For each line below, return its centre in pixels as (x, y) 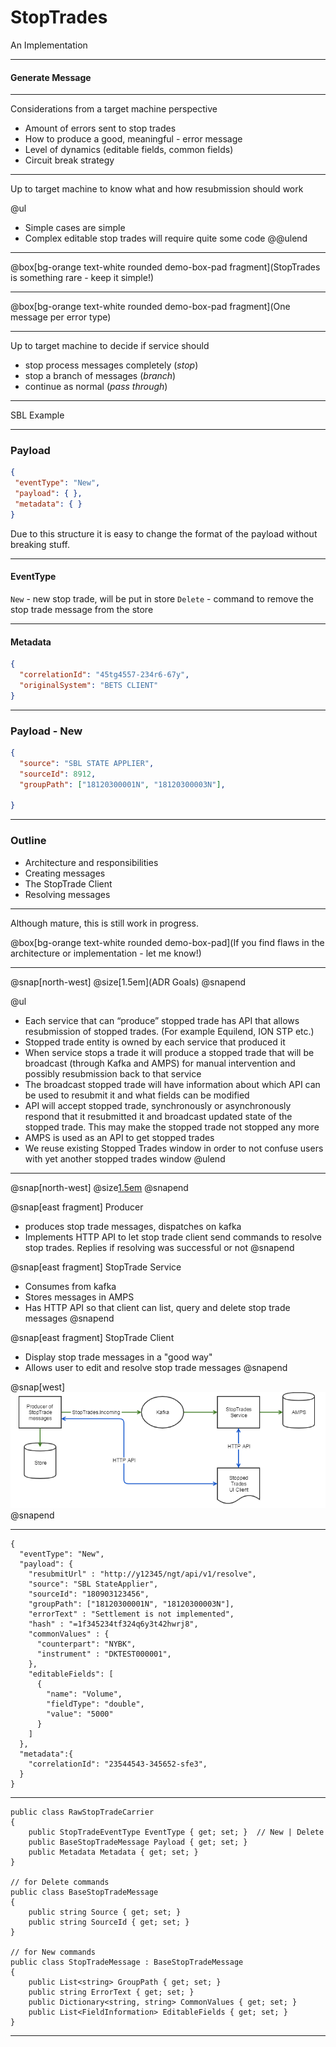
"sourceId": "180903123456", (89, 1594)
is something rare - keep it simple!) (82, 278)
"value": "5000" (80, 1714)
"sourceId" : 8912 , (58, 774)
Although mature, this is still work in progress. (105, 923)
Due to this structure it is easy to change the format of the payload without (164, 533)
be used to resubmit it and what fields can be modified (137, 1095)
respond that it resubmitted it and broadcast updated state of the (158, 1116)
